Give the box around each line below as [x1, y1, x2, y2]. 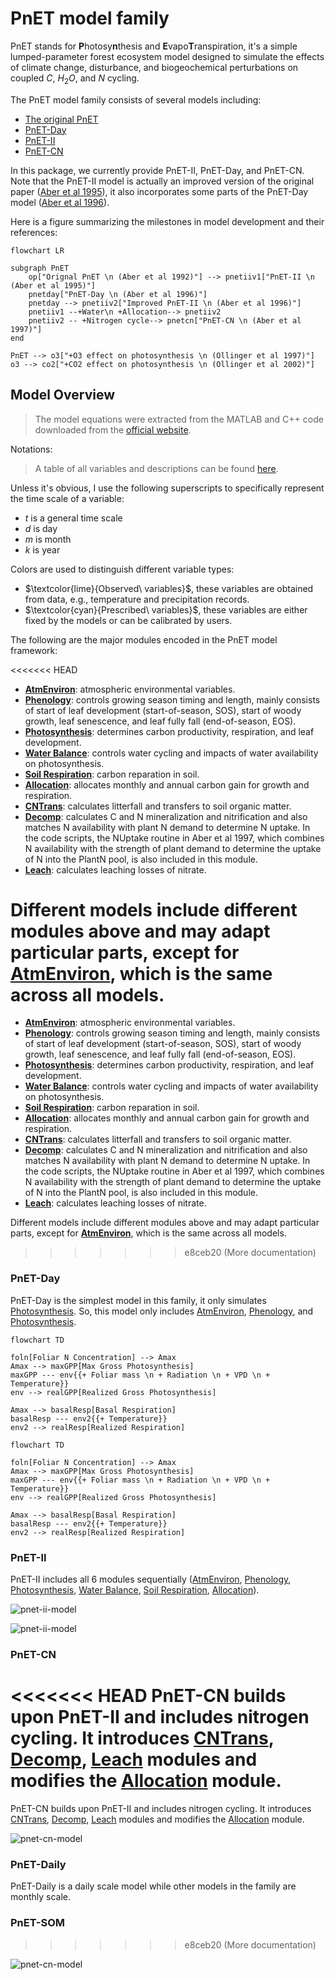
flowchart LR [10, 245, 65, 256]
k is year [24, 543, 61, 556]
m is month [24, 533, 72, 545]
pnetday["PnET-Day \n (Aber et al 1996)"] [28, 289, 208, 299]
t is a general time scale [24, 512, 123, 524]
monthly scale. [10, 1891, 72, 1903]
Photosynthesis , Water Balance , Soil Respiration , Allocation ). [10, 1584, 260, 1596]
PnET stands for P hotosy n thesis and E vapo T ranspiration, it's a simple [10, 40, 298, 52]
